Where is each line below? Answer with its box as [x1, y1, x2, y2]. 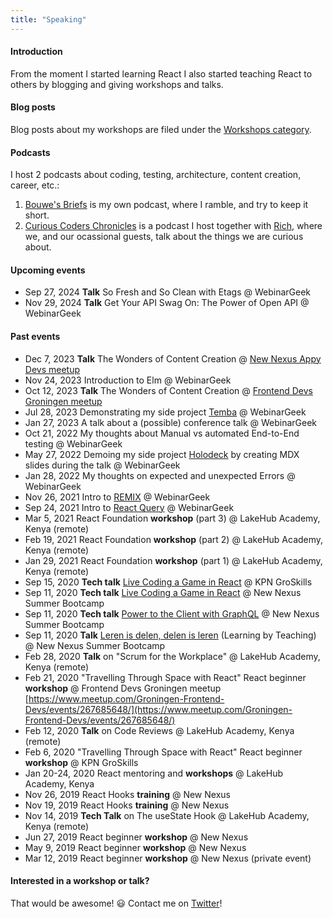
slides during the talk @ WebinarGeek [24, 459, 181, 471]
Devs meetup [24, 363, 81, 375]
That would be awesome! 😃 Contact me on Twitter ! [10, 897, 223, 909]
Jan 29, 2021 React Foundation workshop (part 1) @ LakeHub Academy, [24, 554, 323, 566]
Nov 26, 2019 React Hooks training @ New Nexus [24, 788, 231, 800]
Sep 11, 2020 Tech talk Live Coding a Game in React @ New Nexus [24, 586, 302, 598]
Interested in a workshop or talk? [10, 875, 150, 887]
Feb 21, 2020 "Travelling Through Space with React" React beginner [24, 671, 307, 683]
